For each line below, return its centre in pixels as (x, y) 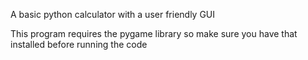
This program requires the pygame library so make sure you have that (154, 33)
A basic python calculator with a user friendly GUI (113, 14)
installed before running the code (79, 44)
